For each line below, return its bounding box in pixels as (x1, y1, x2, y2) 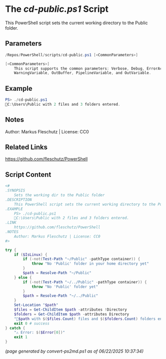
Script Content (5, 170, 51, 179)
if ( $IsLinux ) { (14, 252, 48, 257)
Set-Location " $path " (14, 303, 58, 308)
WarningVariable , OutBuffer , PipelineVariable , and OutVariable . (14, 71, 152, 76)
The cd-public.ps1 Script (5, 3, 109, 15)
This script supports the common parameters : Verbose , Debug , (14, 66, 145, 71)
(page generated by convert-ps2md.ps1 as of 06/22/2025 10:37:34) (5, 348, 144, 354)
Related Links (5, 143, 48, 152)
